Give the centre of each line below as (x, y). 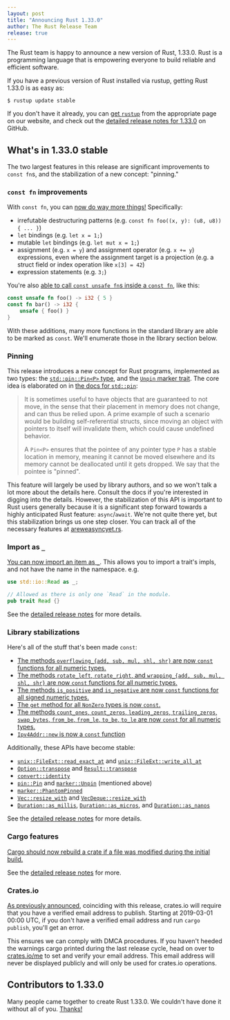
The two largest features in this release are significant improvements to (108, 167)
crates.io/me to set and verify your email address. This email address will (111, 956)
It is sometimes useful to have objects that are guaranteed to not (116, 400)
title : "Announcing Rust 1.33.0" (55, 20)
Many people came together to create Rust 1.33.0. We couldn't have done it (114, 1001)
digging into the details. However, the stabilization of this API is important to (115, 500)
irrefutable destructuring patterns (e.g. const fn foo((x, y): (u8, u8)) (119, 221)
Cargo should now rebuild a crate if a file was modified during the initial (109, 852)
